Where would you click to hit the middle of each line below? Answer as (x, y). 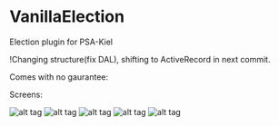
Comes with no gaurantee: (59, 77)
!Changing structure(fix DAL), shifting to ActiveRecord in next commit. (140, 59)
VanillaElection (67, 17)
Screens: (26, 94)
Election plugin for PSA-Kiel (61, 42)
